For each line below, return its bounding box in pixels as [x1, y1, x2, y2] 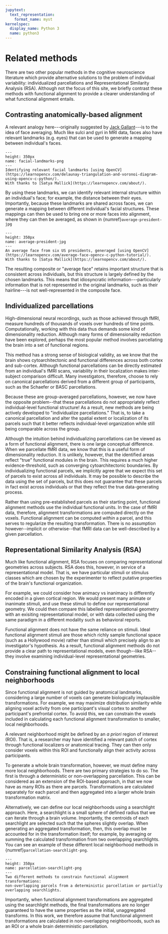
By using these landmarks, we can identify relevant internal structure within [5, 190, 161, 196]
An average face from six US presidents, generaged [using [5, 248, 131, 253]
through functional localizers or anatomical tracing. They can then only [5, 742, 151, 748]
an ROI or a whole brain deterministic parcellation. [5, 923, 109, 929]
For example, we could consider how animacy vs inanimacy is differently [5, 590, 155, 596]
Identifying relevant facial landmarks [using [5, 167, 104, 172]
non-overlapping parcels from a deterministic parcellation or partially [5, 883, 163, 889]
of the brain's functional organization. [5, 580, 83, 586]
